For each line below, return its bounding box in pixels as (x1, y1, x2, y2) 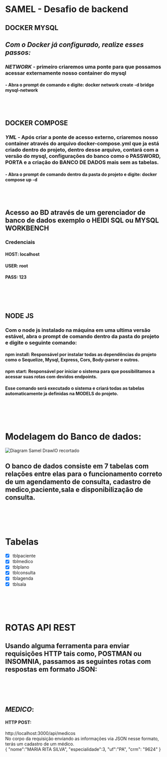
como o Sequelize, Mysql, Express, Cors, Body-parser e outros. (5, 357, 140, 363)
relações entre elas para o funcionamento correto (5, 470, 163, 478)
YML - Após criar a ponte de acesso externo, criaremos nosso (5, 134, 159, 141)
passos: (5, 48, 31, 57)
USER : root (5, 263, 28, 269)
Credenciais (5, 239, 35, 246)
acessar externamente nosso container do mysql (5, 69, 127, 76)
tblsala (12, 581, 26, 587)
